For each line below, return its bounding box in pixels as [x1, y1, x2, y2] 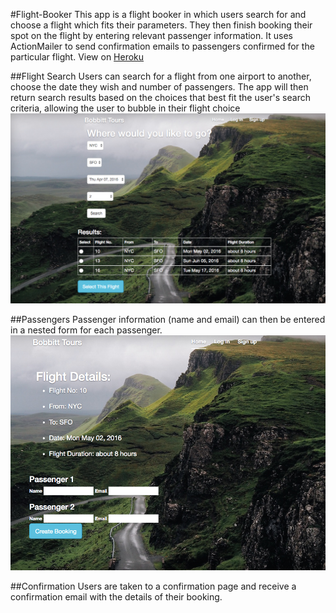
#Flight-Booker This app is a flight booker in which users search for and [10, 9, 307, 20]
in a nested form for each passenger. [10, 324, 163, 336]
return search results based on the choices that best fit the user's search [10, 92, 311, 103]
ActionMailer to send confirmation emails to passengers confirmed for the [10, 40, 315, 52]
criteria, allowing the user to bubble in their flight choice [10, 102, 241, 114]
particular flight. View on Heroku [10, 51, 145, 63]
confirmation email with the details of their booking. [10, 591, 223, 603]
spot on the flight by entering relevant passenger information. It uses [10, 30, 293, 41]
